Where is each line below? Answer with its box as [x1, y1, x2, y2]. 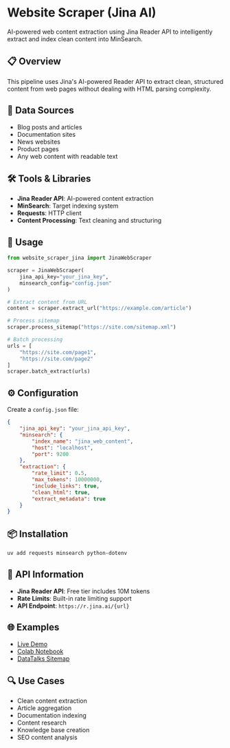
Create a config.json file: [7, 406, 79, 414]
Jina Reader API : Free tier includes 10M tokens [16, 586, 150, 595]
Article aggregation [16, 704, 72, 712]
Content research [16, 718, 67, 727]
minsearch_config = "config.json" [19, 280, 112, 287]
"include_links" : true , [32, 483, 100, 489]
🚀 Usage [7, 236, 43, 248]
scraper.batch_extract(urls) [7, 368, 91, 375]
